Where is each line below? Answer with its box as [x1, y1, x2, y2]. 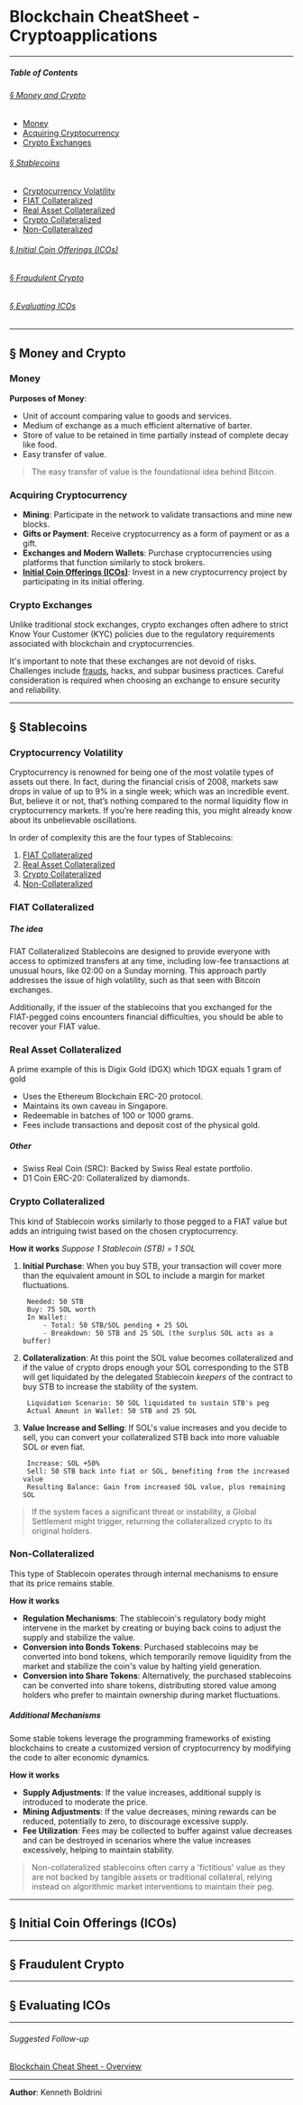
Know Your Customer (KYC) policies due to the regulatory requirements [9, 629, 275, 639]
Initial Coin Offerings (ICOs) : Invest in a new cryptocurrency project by [22, 566, 288, 578]
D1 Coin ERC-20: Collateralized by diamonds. [22, 1172, 190, 1183]
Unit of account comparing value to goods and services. [22, 410, 233, 421]
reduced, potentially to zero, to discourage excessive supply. [22, 1815, 250, 1826]
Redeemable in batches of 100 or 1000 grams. [22, 1110, 194, 1121]
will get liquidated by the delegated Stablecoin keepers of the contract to [22, 1371, 293, 1382]
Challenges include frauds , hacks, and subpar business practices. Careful [9, 666, 284, 676]
